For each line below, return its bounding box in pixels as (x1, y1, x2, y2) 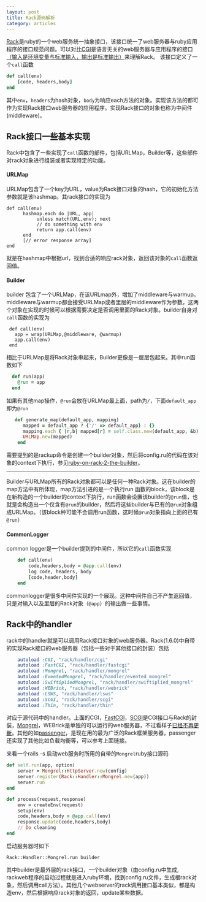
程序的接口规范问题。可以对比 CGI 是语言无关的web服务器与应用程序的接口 (6, 45, 193, 53)
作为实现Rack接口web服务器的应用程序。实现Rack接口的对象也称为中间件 (6, 104, 193, 111)
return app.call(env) (36, 227, 92, 233)
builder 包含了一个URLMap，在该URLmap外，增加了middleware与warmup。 (6, 291, 199, 298)
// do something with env (36, 221, 103, 227)
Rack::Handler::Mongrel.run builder (6, 854, 100, 860)
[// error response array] (22, 237, 92, 244)
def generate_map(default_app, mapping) (14, 416, 120, 423)
